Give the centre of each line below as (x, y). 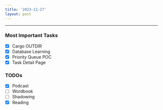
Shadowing (23, 97)
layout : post (18, 14)
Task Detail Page (29, 62)
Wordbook (22, 91)
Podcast (20, 86)
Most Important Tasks (32, 35)
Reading (20, 102)
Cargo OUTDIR (27, 46)
